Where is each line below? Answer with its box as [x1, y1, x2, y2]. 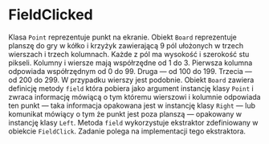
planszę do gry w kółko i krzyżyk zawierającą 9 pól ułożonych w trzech [8, 40, 244, 50]
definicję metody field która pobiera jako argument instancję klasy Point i [8, 83, 255, 93]
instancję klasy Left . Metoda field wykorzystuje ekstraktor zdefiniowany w [8, 117, 259, 127]
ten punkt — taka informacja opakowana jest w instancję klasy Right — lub [8, 101, 255, 110]
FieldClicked [8, 6, 94, 24]
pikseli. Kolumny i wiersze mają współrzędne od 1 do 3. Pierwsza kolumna [8, 58, 253, 68]
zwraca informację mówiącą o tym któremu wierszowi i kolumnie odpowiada [8, 92, 261, 101]
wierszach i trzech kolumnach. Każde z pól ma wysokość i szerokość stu [8, 49, 250, 59]
